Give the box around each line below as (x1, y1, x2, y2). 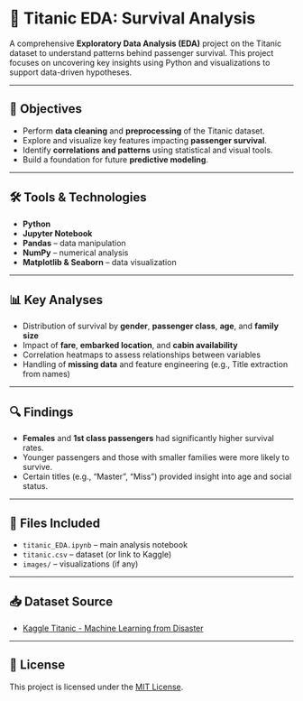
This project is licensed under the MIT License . (9, 681, 184, 692)
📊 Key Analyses (9, 292, 104, 308)
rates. (22, 442, 44, 454)
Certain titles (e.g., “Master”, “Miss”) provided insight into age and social (22, 471, 292, 482)
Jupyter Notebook (22, 227, 93, 238)
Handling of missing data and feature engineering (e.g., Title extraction (22, 359, 289, 370)
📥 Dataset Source (9, 595, 114, 610)
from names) (22, 369, 70, 380)
